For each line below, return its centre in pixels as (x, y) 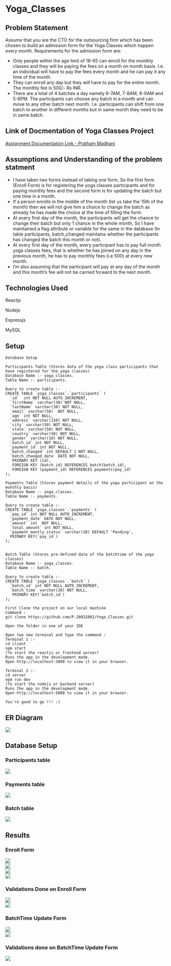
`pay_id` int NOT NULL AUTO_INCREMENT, (52, 514)
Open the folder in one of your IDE (44, 626)
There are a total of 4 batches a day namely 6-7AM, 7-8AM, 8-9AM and (88, 93)
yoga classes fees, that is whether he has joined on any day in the (82, 250)
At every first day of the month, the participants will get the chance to (86, 218)
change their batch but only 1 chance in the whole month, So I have (83, 223)
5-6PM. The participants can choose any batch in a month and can (83, 99)
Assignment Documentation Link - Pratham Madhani (60, 143)
